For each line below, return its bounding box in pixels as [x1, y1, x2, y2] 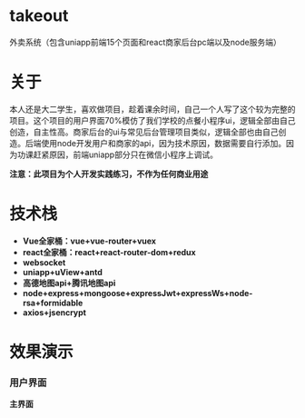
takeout [9, 5, 69, 26]
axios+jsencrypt [22, 306, 86, 318]
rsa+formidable [22, 297, 84, 308]
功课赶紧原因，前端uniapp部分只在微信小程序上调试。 [16, 149, 218, 160]
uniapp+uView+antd [22, 266, 103, 277]
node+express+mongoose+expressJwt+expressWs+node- [22, 287, 253, 298]
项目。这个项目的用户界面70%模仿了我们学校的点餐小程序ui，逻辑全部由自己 [9, 114, 296, 125]
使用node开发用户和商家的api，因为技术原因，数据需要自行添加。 [40, 137, 287, 148]
